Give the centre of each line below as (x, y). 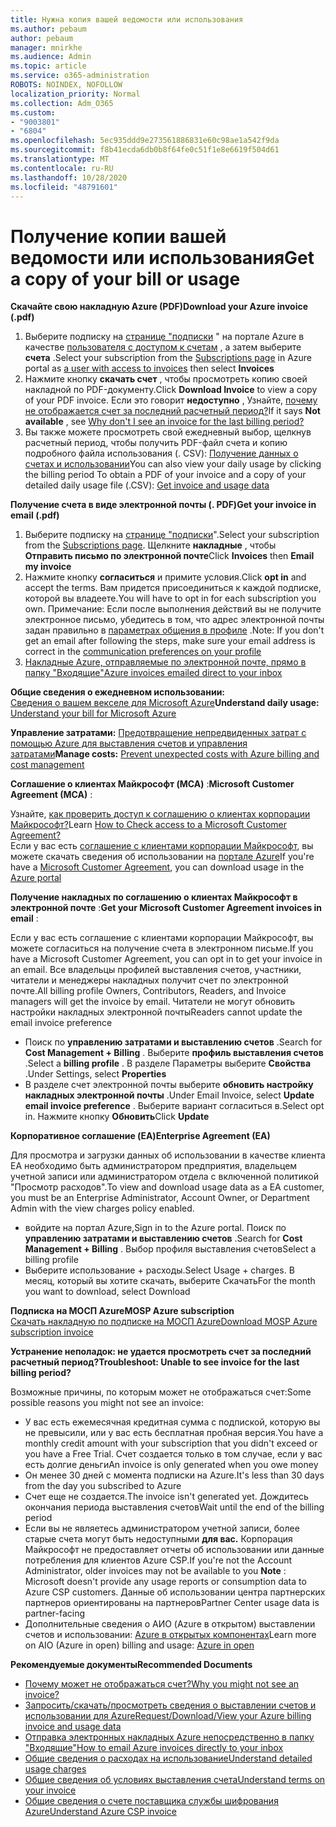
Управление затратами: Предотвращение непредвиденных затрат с (158, 733)
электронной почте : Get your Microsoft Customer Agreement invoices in (166, 908)
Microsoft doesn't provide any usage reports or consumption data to (165, 1582)
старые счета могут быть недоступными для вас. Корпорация (158, 1539)
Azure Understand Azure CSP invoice (100, 1812)
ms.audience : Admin (51, 57)
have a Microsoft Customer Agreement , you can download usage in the (157, 867)
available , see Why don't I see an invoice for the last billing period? (164, 422)
